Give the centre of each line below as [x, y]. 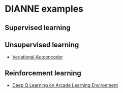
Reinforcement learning [43, 73]
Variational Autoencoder [37, 57]
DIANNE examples [44, 9]
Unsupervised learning [42, 44]
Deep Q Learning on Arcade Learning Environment [65, 85]
